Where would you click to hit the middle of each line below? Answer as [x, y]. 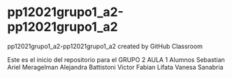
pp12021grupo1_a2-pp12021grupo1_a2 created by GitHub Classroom [105, 46]
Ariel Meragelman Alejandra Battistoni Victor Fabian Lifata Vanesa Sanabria [115, 67]
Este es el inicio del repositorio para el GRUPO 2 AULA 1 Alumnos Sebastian [116, 59]
